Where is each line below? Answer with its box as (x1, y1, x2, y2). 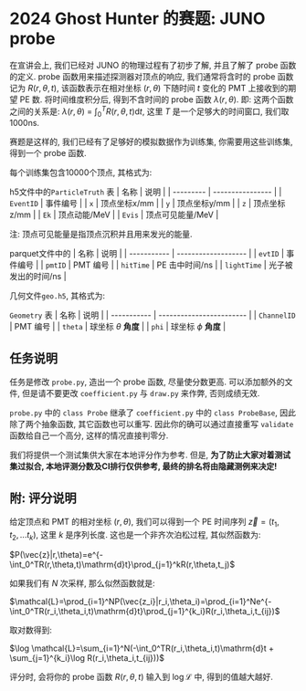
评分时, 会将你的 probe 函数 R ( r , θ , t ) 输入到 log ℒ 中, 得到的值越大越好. (9, 671, 274, 682)
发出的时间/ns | (9, 271, 67, 282)
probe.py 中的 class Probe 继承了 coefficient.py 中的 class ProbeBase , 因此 (9, 407, 297, 418)
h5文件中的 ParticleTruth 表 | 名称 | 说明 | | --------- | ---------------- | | (9, 186, 282, 197)
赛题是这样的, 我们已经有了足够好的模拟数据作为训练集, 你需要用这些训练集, (9, 136, 293, 147)
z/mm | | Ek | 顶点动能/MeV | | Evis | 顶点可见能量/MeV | (9, 209, 219, 220)
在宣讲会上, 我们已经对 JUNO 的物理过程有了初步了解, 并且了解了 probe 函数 (9, 59, 297, 70)
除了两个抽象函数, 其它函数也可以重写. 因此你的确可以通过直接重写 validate (9, 419, 294, 430)
